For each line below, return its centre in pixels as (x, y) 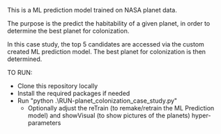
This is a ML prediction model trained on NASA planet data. (92, 10)
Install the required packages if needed (74, 93)
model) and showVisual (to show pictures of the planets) (109, 115)
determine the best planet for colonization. (68, 31)
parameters (44, 123)
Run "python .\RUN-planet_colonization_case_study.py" (97, 101)
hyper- (201, 115)
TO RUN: (20, 73)
